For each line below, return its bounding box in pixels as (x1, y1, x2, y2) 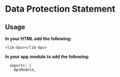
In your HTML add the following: (5, 36, 72, 41)
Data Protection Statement (5, 3, 116, 15)
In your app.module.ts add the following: (5, 54, 90, 59)
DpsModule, (14, 67, 36, 72)
